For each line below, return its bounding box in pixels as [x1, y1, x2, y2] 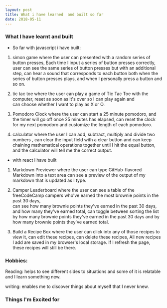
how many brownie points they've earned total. [12, 219, 109, 225]
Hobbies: [5, 257, 28, 264]
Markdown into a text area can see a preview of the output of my [12, 172, 146, 178]
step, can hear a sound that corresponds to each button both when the [12, 70, 159, 76]
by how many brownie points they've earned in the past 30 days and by [12, 213, 160, 219]
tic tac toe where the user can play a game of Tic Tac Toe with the [12, 91, 149, 97]
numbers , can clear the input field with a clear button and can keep [12, 136, 152, 143]
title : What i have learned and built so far [5, 12, 104, 17]
